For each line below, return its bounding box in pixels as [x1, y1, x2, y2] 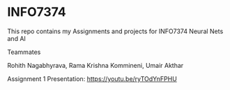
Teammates [7, 48, 41, 56]
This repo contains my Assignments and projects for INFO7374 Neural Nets [7, 27, 224, 35]
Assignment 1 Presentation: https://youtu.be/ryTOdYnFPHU [7, 74, 178, 83]
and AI [7, 34, 26, 42]
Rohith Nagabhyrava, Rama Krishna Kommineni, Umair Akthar [7, 61, 184, 69]
